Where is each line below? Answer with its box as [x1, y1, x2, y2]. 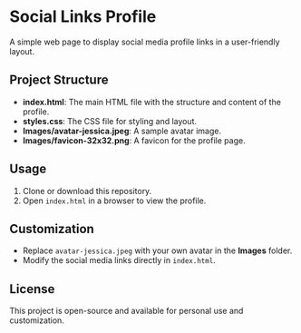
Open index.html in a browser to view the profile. [22, 195, 207, 206]
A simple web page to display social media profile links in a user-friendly [9, 36, 280, 47]
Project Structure [9, 73, 109, 88]
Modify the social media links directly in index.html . [22, 255, 216, 266]
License [9, 281, 55, 297]
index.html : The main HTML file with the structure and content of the [22, 96, 281, 107]
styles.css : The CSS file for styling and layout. [22, 115, 198, 126]
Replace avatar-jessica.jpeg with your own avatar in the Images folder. [22, 245, 293, 256]
